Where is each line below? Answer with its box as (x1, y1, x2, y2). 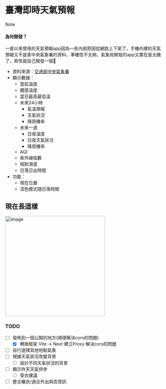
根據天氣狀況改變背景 (12, 354, 56, 360)
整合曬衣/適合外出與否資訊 (12, 379, 67, 385)
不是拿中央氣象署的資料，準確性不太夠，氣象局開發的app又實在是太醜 (18, 52, 162, 58)
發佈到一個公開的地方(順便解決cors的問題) (12, 335, 99, 341)
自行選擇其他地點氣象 (12, 347, 56, 353)
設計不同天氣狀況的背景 (19, 360, 68, 366)
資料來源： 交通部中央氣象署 (12, 68, 70, 75)
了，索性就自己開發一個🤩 (5, 58, 56, 64)
